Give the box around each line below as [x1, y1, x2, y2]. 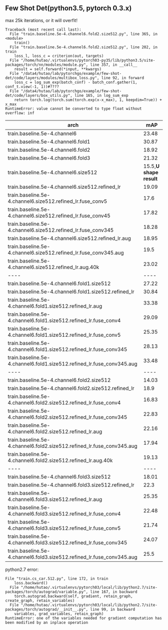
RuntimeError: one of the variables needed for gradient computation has [5, 615, 162, 620]
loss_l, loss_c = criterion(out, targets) [14, 53, 104, 58]
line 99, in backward [90, 607, 135, 612]
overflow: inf [5, 110, 35, 115]
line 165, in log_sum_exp [74, 93, 128, 98]
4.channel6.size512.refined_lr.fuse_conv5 [7, 198, 107, 205]
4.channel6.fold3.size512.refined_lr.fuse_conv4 [7, 510, 121, 517]
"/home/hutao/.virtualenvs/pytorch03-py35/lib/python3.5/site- [20, 58, 155, 63]
